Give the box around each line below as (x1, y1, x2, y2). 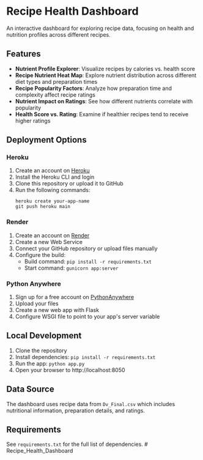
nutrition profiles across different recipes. (6, 31, 111, 38)
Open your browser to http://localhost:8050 (15, 366, 125, 374)
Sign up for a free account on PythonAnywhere (15, 294, 135, 301)
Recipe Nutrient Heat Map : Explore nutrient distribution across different (15, 72, 197, 79)
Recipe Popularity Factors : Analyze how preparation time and (15, 84, 172, 92)
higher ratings (15, 117, 51, 124)
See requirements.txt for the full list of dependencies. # (6, 440, 148, 448)
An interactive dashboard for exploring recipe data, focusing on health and (6, 24, 194, 32)
